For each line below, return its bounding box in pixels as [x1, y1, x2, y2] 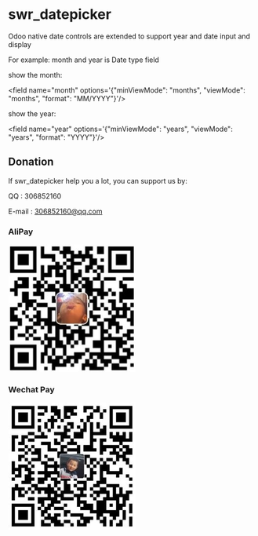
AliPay [8, 226, 34, 237]
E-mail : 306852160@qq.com [8, 206, 103, 216]
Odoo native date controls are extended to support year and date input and [8, 31, 251, 41]
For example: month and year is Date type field [8, 55, 159, 64]
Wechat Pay [8, 384, 55, 395]
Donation [8, 155, 54, 169]
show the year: [8, 108, 56, 119]
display [8, 39, 31, 49]
